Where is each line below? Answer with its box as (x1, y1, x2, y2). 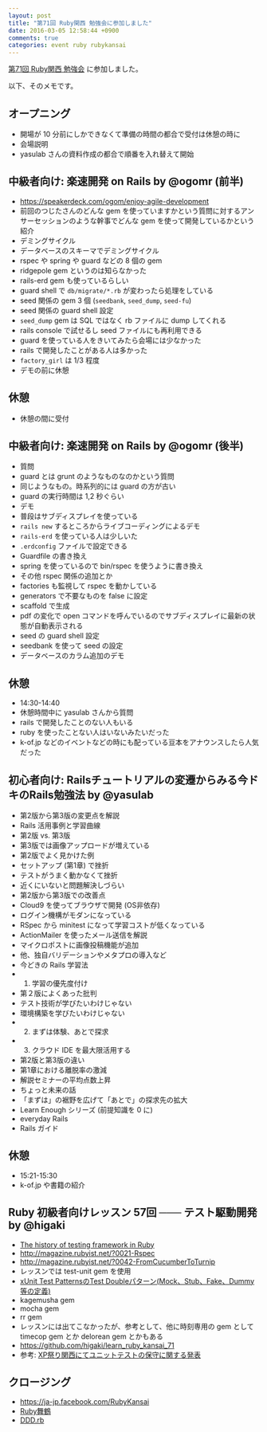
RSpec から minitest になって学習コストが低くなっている (19, 920, 206, 929)
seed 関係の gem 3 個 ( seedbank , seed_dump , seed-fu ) (19, 296, 192, 305)
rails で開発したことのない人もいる (19, 718, 134, 728)
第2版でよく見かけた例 (19, 850, 95, 860)
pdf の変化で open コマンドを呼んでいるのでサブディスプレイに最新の (19, 611, 249, 621)
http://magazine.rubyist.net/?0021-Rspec (19, 1248, 155, 1257)
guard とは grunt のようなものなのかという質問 (19, 472, 175, 481)
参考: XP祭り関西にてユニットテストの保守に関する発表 (19, 1350, 202, 1359)
